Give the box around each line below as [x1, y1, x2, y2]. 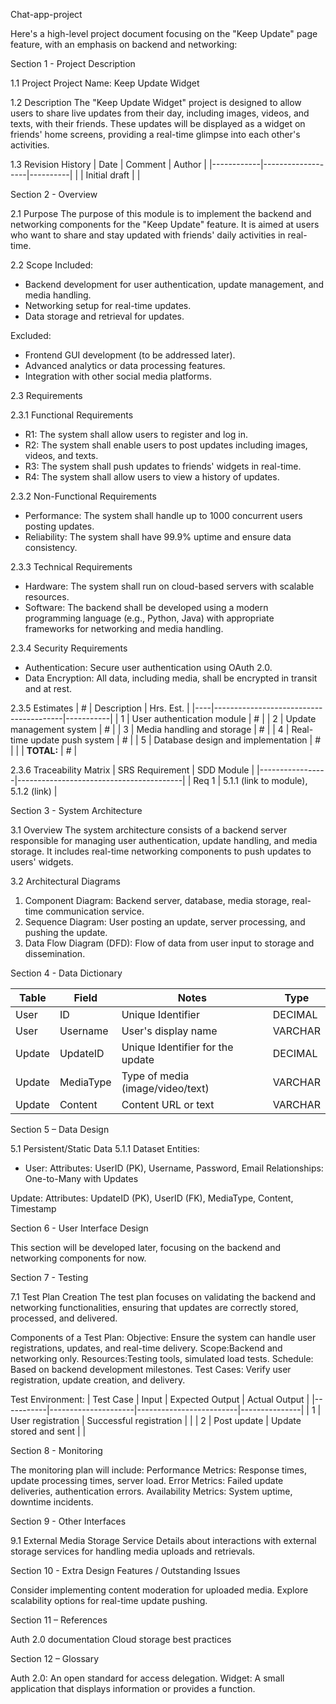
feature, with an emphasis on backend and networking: [10, 39, 238, 50]
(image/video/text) [121, 1082, 210, 1095]
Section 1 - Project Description [10, 58, 136, 69]
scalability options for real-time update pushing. [10, 1595, 208, 1606]
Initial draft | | [85, 169, 141, 181]
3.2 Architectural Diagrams [10, 875, 121, 887]
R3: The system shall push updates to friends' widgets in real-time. [24, 460, 302, 472]
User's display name [121, 1024, 218, 1038]
